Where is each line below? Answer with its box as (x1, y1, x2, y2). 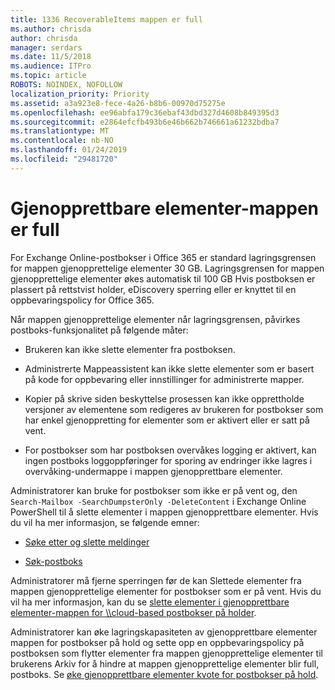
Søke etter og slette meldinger (24, 536, 150, 548)
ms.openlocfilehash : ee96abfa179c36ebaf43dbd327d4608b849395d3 (10, 107, 280, 118)
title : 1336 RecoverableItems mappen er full (10, 14, 203, 25)
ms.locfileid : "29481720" (10, 154, 118, 164)
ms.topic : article (10, 71, 87, 81)
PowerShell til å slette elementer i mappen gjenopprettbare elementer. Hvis (10, 506, 319, 518)
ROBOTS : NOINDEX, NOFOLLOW (10, 80, 123, 90)
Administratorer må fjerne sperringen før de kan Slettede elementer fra (10, 574, 302, 586)
